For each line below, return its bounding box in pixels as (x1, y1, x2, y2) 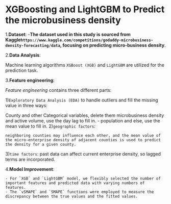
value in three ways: (5, 102, 47, 108)
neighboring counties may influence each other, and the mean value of (5, 133, 161, 138)
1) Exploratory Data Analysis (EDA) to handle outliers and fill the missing (5, 97, 158, 103)
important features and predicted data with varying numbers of (5, 180, 145, 186)
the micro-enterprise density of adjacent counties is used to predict (5, 137, 161, 142)
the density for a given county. (5, 142, 77, 147)
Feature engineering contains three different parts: (5, 87, 112, 93)
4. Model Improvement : (5, 166, 55, 172)
